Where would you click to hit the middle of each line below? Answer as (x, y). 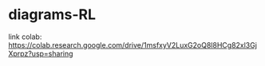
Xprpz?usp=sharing (41, 53)
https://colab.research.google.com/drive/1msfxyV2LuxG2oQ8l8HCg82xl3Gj (133, 45)
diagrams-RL (52, 15)
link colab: (25, 37)
